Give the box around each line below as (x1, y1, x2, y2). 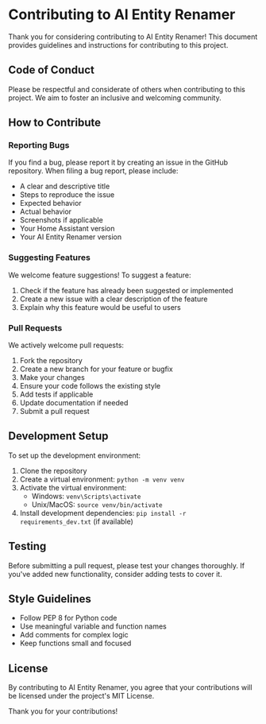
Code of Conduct (8, 64, 95, 77)
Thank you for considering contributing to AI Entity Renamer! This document (8, 32, 258, 41)
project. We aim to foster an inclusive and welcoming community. (8, 93, 222, 103)
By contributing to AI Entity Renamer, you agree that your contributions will (8, 683, 253, 692)
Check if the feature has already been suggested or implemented (19, 285, 233, 295)
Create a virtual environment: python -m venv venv (19, 474, 185, 484)
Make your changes (19, 373, 85, 382)
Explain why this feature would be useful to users (19, 302, 181, 312)
